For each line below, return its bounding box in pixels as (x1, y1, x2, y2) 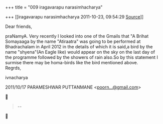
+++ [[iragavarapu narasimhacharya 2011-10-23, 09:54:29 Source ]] (5, 14, 144, 19)
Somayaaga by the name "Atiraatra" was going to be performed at (5, 38, 141, 44)
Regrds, (5, 65, 21, 71)
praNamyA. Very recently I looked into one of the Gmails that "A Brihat (5, 33, 149, 39)
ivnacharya (5, 75, 28, 80)
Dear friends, (5, 23, 32, 29)
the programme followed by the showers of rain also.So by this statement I (5, 54, 158, 60)
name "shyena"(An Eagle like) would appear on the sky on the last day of (5, 49, 156, 55)
